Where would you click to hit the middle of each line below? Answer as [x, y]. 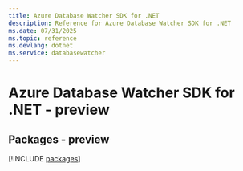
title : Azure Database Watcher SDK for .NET [84, 16]
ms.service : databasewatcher [57, 53]
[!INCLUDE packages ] [45, 159]
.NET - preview [59, 110]
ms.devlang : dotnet [41, 46]
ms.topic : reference [43, 38]
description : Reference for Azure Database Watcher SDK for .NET [119, 23]
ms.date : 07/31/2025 [43, 31]
